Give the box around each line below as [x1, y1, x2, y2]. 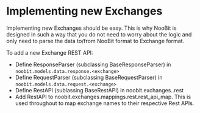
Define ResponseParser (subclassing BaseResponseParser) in [15, 61, 171, 68]
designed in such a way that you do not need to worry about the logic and [6, 30, 192, 38]
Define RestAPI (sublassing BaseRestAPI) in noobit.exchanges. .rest [15, 86, 184, 94]
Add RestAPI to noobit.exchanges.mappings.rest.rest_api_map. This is [15, 93, 191, 100]
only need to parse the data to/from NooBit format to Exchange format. [6, 37, 185, 44]
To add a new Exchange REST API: [6, 49, 93, 56]
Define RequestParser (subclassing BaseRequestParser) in [15, 74, 163, 81]
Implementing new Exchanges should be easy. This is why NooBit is [6, 24, 177, 32]
